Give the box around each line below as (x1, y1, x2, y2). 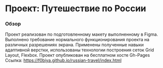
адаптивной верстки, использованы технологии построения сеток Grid (5, 47, 154, 53)
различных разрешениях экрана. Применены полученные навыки (5, 42, 144, 48)
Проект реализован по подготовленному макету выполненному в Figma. (5, 31, 158, 37)
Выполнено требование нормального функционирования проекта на (5, 37, 150, 43)
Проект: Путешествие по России (5, 3, 146, 14)
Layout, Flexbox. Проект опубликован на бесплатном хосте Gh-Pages (5, 52, 150, 58)
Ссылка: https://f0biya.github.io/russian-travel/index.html (5, 57, 122, 64)
